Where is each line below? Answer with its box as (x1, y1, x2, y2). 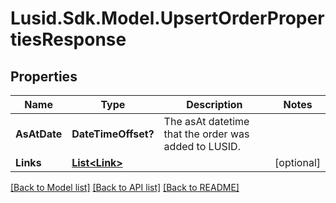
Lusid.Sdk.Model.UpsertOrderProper (10, 7, 325, 30)
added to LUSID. (163, 140, 241, 153)
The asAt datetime (163, 115, 250, 128)
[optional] (274, 156, 321, 169)
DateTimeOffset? (71, 127, 155, 141)
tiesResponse (10, 28, 127, 51)
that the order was (163, 127, 250, 141)
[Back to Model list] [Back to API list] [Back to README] (10, 182, 240, 193)
